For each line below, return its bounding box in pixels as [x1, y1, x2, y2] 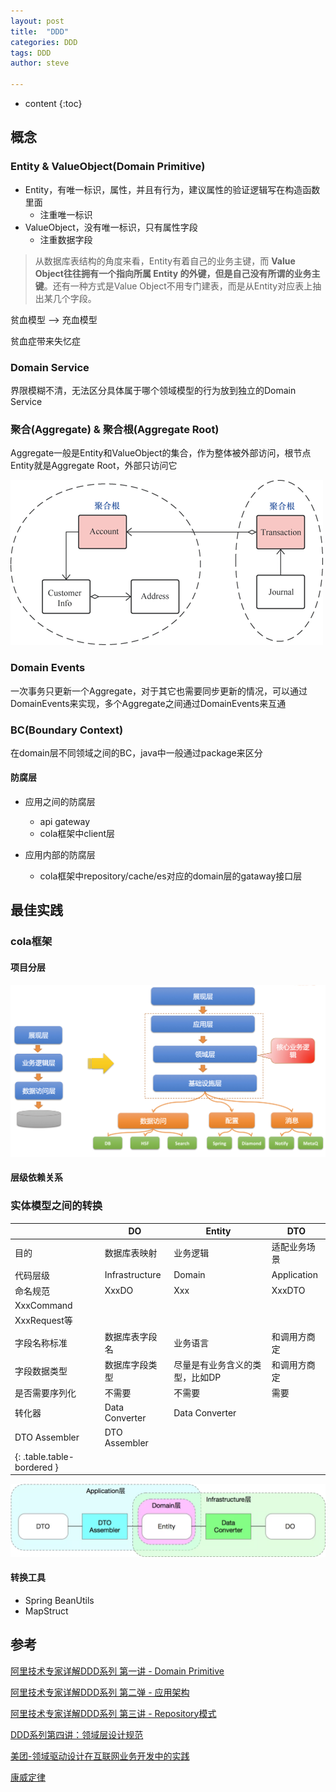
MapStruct [24, 1605, 69, 1617]
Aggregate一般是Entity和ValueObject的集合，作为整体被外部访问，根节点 [10, 447, 312, 459]
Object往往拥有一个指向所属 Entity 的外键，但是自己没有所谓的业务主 [34, 267, 321, 279]
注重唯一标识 [39, 208, 93, 220]
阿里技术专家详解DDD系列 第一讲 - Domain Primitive [10, 1665, 225, 1677]
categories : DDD [10, 37, 78, 47]
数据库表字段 [104, 1330, 158, 1342]
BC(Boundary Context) [10, 723, 124, 737]
